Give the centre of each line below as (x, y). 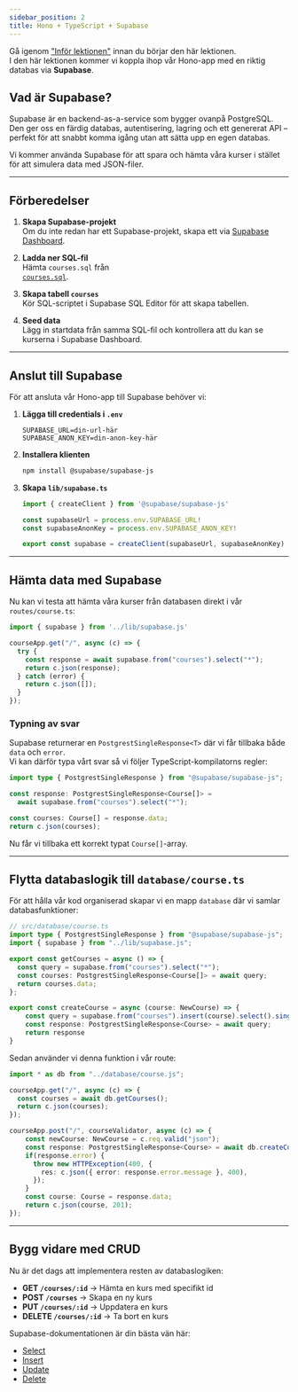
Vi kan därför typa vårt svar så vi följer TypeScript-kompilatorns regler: (138, 762)
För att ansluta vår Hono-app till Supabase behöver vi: (108, 396)
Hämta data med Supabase (86, 580)
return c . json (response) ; (73, 668)
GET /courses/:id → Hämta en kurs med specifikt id (118, 1287)
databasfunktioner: (44, 911)
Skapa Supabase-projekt (69, 222)
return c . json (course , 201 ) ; (79, 1205)
